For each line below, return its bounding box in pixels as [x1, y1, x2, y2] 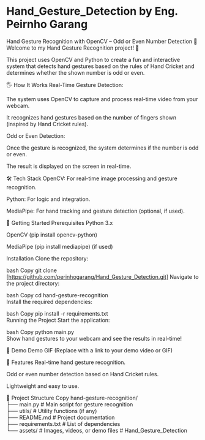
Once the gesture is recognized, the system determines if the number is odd [6, 144, 199, 151]
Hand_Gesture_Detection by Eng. [6, 4, 179, 18]
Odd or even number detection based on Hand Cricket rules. [6, 370, 159, 377]
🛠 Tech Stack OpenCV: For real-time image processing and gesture [6, 175, 177, 182]
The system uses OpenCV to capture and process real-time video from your [6, 95, 198, 102]
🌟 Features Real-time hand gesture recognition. [6, 358, 126, 366]
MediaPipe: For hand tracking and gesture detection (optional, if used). [6, 207, 185, 214]
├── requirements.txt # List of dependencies [6, 420, 121, 427]
